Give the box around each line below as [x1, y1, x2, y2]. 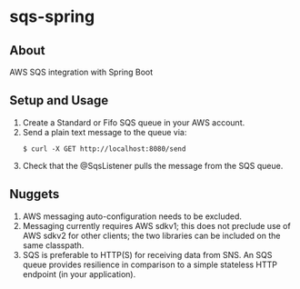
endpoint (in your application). [22, 268, 136, 279]
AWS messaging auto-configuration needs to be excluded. [22, 211, 243, 222]
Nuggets [9, 186, 60, 202]
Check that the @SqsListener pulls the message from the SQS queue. [22, 160, 284, 171]
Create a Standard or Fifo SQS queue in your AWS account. [22, 116, 245, 128]
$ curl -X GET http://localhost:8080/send [22, 144, 186, 154]
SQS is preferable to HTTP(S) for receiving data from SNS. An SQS [22, 249, 273, 260]
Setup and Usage [9, 93, 109, 108]
